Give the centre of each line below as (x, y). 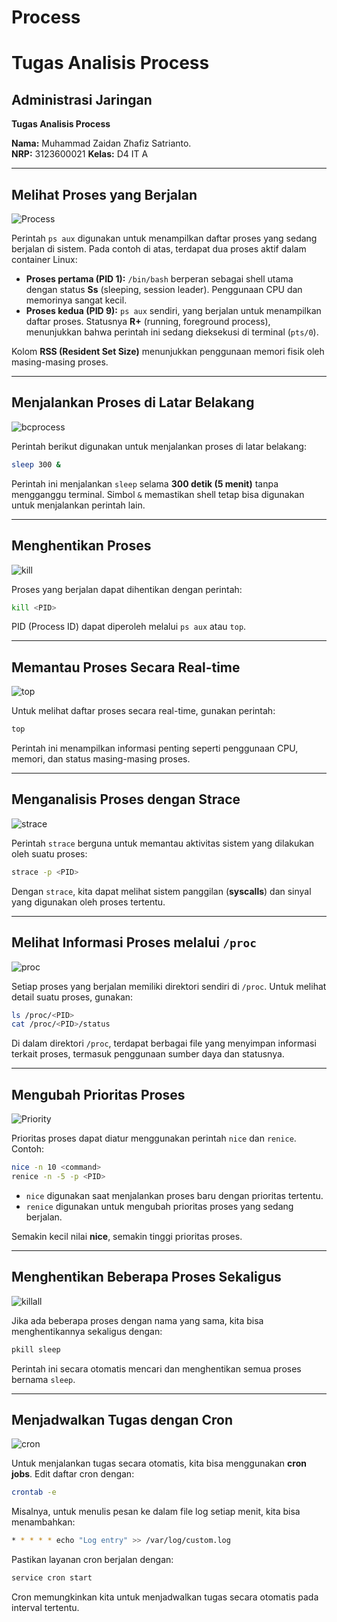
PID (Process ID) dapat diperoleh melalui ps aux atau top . (129, 627)
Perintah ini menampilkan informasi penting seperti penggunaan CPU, (155, 748)
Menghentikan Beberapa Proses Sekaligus (146, 1277)
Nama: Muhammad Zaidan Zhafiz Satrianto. (101, 143)
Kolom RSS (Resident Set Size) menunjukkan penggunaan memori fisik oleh (168, 351)
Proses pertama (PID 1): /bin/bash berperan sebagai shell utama (159, 279)
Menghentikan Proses (81, 546)
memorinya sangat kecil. (76, 300)
